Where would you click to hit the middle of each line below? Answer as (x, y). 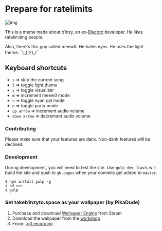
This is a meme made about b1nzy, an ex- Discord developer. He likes (74, 32)
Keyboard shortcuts (36, 68)
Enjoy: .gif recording (32, 223)
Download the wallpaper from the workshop (56, 218)
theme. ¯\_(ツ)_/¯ (22, 52)
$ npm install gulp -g (28, 182)
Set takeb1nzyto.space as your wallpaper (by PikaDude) (72, 202)
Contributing (20, 129)
